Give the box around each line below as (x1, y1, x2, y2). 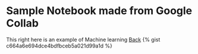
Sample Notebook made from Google (6, 4, 193, 18)
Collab (6, 16, 39, 30)
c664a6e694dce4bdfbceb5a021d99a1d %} (6, 42, 113, 49)
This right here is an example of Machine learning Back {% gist (6, 36, 161, 43)
